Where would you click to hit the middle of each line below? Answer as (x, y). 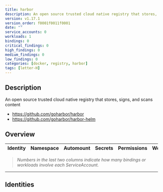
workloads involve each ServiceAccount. (58, 165)
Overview (20, 135)
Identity (17, 148)
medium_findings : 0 (25, 55)
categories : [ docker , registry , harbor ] (47, 64)
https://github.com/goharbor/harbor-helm (54, 119)
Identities (20, 185)
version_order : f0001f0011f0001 (38, 23)
